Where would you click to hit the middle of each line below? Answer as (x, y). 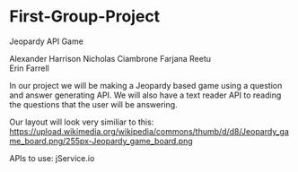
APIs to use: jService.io (52, 158)
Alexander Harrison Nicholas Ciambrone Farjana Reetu (110, 58)
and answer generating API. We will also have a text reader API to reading (145, 95)
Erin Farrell (29, 68)
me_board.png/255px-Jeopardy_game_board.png (101, 141)
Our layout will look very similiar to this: (82, 122)
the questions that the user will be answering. (93, 104)
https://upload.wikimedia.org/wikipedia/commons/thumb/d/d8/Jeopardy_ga (149, 131)
